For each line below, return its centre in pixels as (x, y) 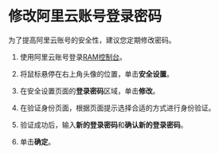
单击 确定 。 (37, 141)
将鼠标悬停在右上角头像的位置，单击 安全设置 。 (96, 73)
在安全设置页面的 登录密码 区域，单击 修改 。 (90, 91)
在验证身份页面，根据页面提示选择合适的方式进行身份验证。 (117, 108)
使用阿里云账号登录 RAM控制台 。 (73, 57)
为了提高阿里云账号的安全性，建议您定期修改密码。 (92, 40)
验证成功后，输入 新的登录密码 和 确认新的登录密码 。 (104, 124)
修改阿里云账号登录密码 (85, 16)
